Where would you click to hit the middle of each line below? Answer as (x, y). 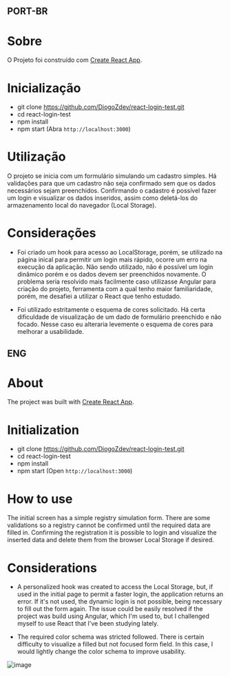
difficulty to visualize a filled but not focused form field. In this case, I (115, 644)
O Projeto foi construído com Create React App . (75, 60)
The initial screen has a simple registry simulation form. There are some (109, 518)
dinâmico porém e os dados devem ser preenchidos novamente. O (112, 275)
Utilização (36, 157)
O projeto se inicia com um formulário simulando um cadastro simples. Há (112, 176)
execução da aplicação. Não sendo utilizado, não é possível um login (115, 267)
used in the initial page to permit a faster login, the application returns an (120, 594)
